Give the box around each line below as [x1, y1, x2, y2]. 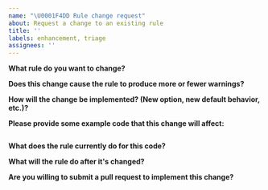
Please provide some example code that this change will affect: [8, 119, 225, 128]
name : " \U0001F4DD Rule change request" [8, 11, 146, 20]
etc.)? [8, 103, 29, 113]
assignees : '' [8, 42, 56, 50]
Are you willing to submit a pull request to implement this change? [8, 172, 234, 182]
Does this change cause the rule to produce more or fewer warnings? [8, 79, 245, 89]
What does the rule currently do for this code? [8, 141, 167, 151]
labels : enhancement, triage [8, 34, 106, 42]
